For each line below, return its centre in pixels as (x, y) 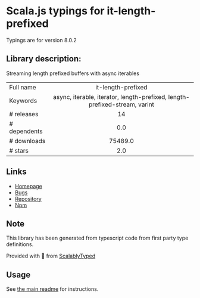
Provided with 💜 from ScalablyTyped (51, 256)
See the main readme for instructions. (52, 289)
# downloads (27, 141)
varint (146, 104)
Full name (23, 87)
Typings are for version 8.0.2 (42, 40)
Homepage (29, 186)
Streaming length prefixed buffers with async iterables (73, 73)
